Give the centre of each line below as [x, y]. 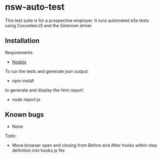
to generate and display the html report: [44, 90]
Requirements [19, 52]
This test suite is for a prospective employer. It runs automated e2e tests [77, 20]
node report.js [26, 99]
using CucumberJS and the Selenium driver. [49, 25]
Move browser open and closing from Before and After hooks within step [84, 145]
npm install [23, 80]
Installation [22, 41]
